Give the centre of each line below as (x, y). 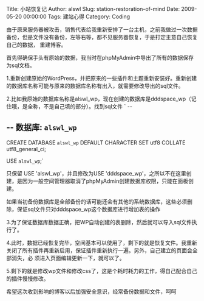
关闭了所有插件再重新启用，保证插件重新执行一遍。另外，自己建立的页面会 (99, 250)
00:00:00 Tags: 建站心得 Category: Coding (77, 16)
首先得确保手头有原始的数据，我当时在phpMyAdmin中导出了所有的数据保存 (100, 58)
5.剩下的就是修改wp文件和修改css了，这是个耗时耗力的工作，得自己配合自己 (102, 271)
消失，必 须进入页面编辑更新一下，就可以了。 (68, 258)
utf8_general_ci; (26, 149)
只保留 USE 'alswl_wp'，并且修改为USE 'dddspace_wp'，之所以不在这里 (96, 173)
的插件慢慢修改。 (28, 278)
